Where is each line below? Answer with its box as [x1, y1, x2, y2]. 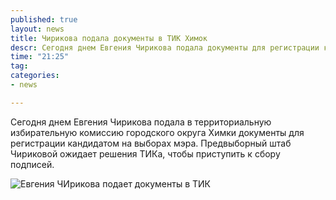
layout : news [10, 24, 65, 34]
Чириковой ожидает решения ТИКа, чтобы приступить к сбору [10, 147, 281, 160]
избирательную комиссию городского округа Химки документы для [10, 126, 305, 138]
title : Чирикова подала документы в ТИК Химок [10, 33, 208, 43]
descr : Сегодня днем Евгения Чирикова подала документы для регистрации [10, 42, 320, 53]
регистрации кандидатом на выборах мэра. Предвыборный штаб [10, 137, 292, 149]
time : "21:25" [10, 52, 70, 62]
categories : [10, 71, 60, 81]
